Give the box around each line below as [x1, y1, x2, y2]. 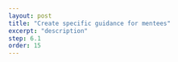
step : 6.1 [8, 34, 42, 43]
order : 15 [8, 42, 42, 50]
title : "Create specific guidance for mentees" [8, 19, 172, 27]
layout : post [8, 11, 52, 20]
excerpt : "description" [8, 27, 89, 35]
